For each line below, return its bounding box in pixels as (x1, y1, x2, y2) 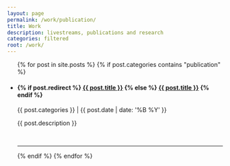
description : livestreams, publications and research (7, 29, 164, 36)
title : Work (7, 23, 41, 29)
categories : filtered (7, 36, 69, 42)
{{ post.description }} (16, 119, 77, 127)
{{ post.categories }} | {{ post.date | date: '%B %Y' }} (16, 106, 167, 114)
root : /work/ (7, 42, 44, 49)
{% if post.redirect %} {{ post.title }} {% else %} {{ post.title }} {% (16, 83, 209, 92)
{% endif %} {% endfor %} (16, 152, 93, 161)
